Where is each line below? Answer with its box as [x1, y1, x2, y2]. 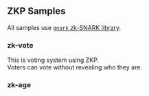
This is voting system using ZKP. [7, 56, 100, 64]
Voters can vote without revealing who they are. [7, 63, 143, 71]
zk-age [7, 80, 32, 90]
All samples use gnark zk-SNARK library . [7, 23, 122, 31]
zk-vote [7, 40, 34, 50]
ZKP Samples [7, 5, 66, 17]
